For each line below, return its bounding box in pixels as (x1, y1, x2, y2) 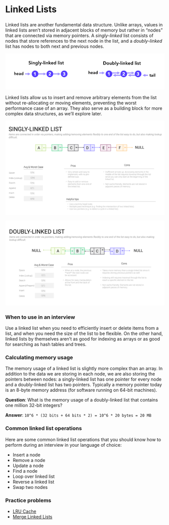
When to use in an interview (5, 314, 75, 321)
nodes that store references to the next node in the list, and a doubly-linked (5, 38, 162, 44)
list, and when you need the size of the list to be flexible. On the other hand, (5, 330, 163, 336)
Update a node (12, 462, 44, 469)
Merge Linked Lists (12, 513, 53, 519)
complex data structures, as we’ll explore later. (5, 111, 102, 117)
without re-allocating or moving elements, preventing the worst (5, 100, 137, 106)
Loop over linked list (12, 473, 55, 479)
